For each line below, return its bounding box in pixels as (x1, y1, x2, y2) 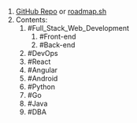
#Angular (27, 65, 57, 74)
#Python (27, 82, 55, 91)
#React (27, 57, 51, 66)
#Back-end (39, 40, 76, 50)
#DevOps (27, 49, 58, 58)
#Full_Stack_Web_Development (27, 24, 130, 32)
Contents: (15, 15, 48, 24)
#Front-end (39, 32, 76, 41)
